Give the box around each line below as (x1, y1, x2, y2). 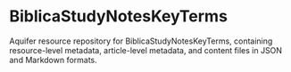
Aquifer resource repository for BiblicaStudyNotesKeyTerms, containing (9, 36, 273, 46)
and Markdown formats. (9, 54, 98, 65)
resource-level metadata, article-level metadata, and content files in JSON (9, 44, 283, 55)
